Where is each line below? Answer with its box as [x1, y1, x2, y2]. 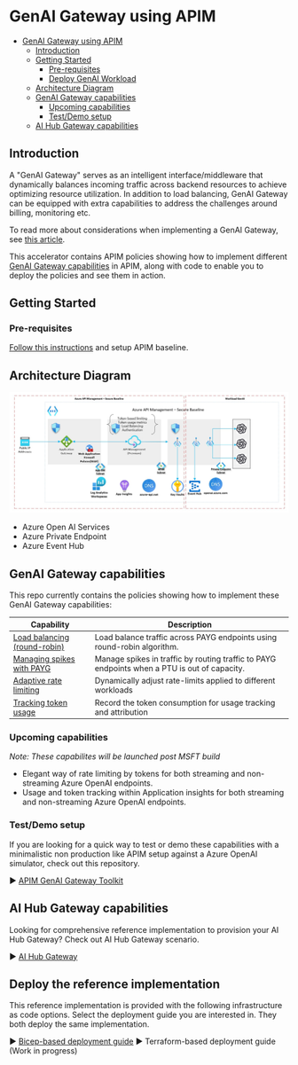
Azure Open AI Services [21, 521, 111, 533]
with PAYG [12, 663, 51, 674]
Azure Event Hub [21, 541, 84, 552]
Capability [30, 619, 70, 630]
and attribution [94, 707, 148, 717]
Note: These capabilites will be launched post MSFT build [9, 751, 221, 762]
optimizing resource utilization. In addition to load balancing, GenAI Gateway [9, 188, 288, 199]
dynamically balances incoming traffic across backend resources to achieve [9, 179, 287, 190]
